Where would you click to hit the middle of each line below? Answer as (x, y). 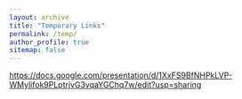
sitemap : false (37, 50)
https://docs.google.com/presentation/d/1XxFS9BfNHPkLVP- (121, 75)
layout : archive (39, 17)
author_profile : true (49, 42)
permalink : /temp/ (43, 34)
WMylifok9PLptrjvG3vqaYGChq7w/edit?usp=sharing (105, 85)
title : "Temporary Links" (57, 26)
